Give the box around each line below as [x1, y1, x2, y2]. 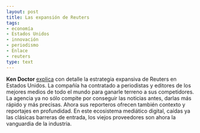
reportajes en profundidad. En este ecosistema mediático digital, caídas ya [6, 107, 190, 114]
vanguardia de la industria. [6, 120, 72, 127]
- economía [6, 25, 34, 32]
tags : [6, 20, 20, 26]
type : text [6, 59, 34, 65]
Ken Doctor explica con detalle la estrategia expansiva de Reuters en [6, 75, 177, 83]
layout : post [6, 8, 39, 15]
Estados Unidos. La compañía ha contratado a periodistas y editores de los [6, 81, 192, 89]
